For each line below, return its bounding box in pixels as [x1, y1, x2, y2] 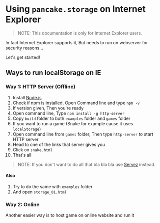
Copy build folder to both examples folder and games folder [12, 115, 131, 121]
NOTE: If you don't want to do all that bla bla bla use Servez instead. [17, 161, 156, 167]
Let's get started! [5, 54, 41, 60]
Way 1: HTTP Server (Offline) [5, 84, 76, 90]
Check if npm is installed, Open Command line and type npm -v [12, 100, 140, 106]
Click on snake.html [12, 146, 53, 153]
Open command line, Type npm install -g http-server [12, 110, 125, 116]
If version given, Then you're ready [12, 105, 84, 111]
